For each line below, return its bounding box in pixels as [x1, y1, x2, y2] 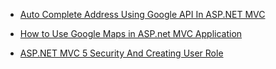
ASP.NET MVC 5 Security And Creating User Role [19, 47, 224, 59]
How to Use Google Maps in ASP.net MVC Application [19, 28, 243, 39]
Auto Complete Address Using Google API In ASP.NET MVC [19, 9, 266, 20]
